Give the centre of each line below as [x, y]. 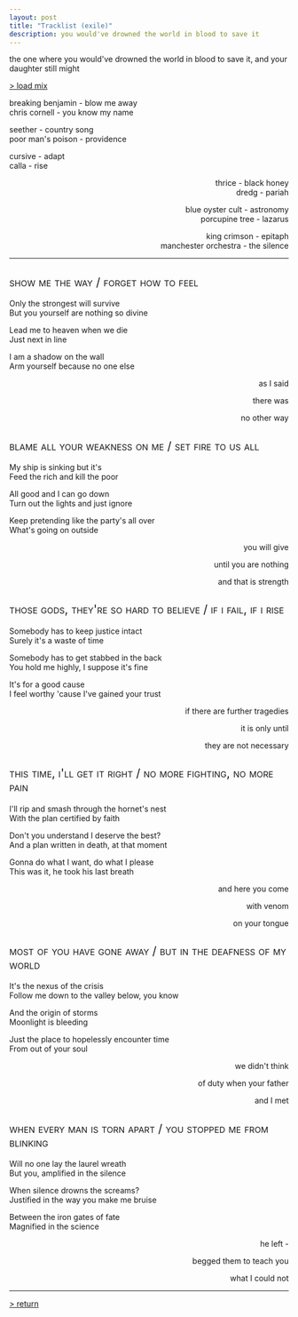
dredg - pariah [263, 193]
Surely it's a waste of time [57, 640]
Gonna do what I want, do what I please [82, 862]
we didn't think [262, 1066]
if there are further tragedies [237, 711]
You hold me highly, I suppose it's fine [79, 666]
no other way [265, 418]
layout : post [33, 17]
